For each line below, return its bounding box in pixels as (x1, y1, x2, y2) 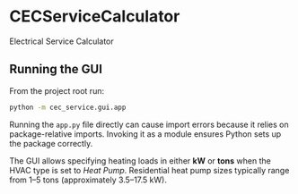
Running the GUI (9, 62, 103, 77)
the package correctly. (9, 138, 93, 148)
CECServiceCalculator (9, 6, 180, 27)
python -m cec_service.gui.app (9, 103, 127, 112)
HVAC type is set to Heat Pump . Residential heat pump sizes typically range (9, 164, 290, 175)
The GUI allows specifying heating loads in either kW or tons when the (9, 155, 271, 166)
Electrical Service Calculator (9, 36, 114, 46)
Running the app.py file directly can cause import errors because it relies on (9, 119, 289, 130)
